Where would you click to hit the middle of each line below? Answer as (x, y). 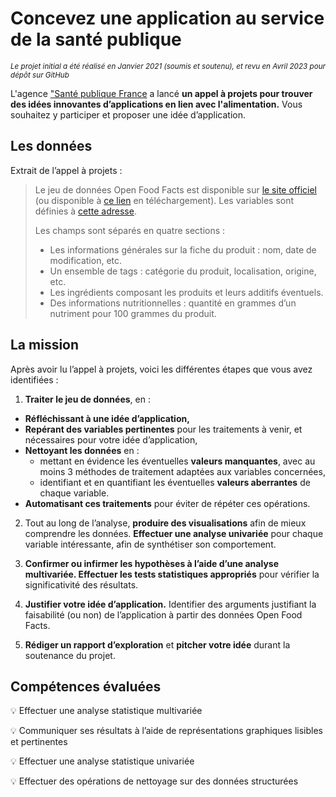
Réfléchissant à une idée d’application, (107, 418)
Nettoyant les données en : (82, 450)
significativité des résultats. (81, 584)
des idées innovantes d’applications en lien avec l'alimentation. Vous (156, 104)
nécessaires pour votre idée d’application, (111, 439)
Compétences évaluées (86, 686)
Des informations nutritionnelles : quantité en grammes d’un (173, 303)
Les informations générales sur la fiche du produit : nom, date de (183, 249)
